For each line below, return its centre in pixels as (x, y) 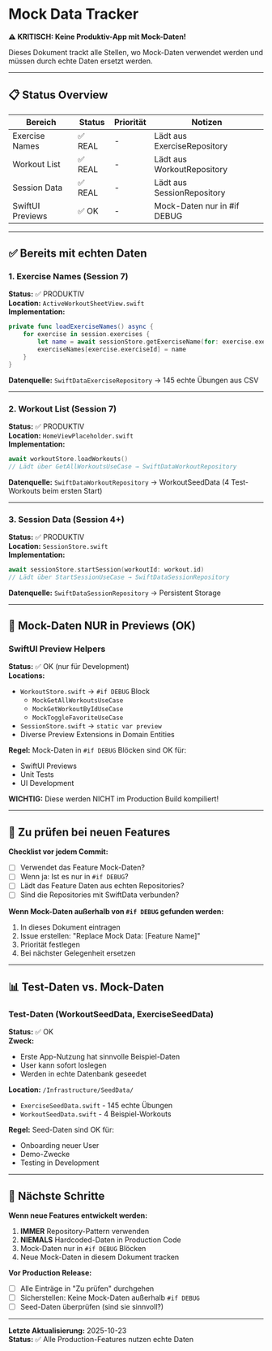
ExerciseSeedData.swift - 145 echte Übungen (96, 1106)
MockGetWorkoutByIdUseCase (78, 710)
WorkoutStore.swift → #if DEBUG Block (85, 692)
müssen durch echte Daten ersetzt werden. (81, 61)
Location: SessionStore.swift (58, 546)
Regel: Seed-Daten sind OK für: (62, 1130)
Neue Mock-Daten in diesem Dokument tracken (100, 1257)
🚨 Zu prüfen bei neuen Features (89, 832)
